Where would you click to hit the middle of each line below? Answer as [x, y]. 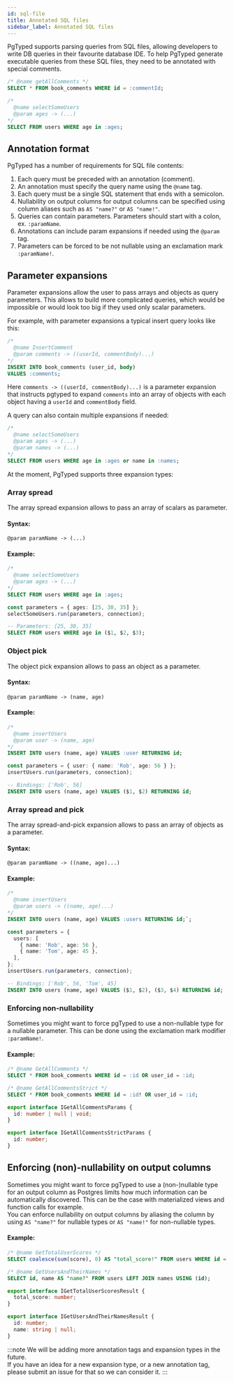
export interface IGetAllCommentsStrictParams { [79, 1133]
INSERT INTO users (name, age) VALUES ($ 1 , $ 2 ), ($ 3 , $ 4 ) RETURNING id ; [115, 990]
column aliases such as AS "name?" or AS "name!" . [89, 209]
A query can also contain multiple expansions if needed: [88, 415]
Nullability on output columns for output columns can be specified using [121, 202]
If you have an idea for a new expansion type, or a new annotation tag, [109, 1364]
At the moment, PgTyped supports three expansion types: [90, 474]
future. [17, 1357]
